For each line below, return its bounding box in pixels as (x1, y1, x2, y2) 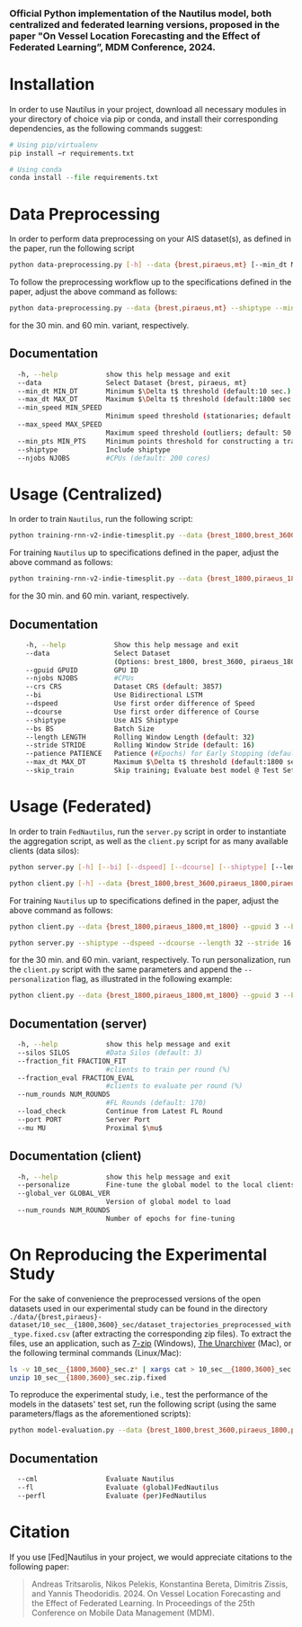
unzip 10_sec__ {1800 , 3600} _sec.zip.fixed (9, 1373, 167, 1382)
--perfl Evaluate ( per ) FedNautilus (17, 1491, 207, 1500)
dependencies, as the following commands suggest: (9, 122, 203, 133)
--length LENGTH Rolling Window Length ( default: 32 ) (25, 733, 255, 742)
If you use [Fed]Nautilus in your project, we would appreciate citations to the (9, 1551, 293, 1562)
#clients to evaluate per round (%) (105, 1082, 244, 1091)
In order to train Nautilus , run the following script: (9, 514, 193, 525)
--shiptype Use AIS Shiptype (25, 715, 179, 724)
